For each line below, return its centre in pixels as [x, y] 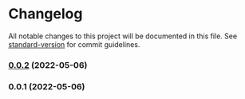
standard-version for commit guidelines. [74, 44]
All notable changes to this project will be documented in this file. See [123, 36]
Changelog [45, 14]
